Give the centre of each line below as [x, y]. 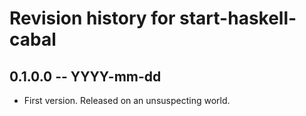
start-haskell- [238, 18]
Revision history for [92, 18]
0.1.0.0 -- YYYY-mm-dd [85, 76]
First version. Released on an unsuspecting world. [127, 100]
